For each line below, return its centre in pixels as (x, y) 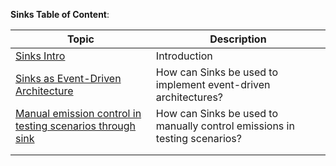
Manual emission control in (78, 113)
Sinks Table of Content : (60, 14)
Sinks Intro (40, 56)
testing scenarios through (76, 126)
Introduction (184, 56)
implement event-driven (213, 84)
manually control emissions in (225, 126)
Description (238, 39)
